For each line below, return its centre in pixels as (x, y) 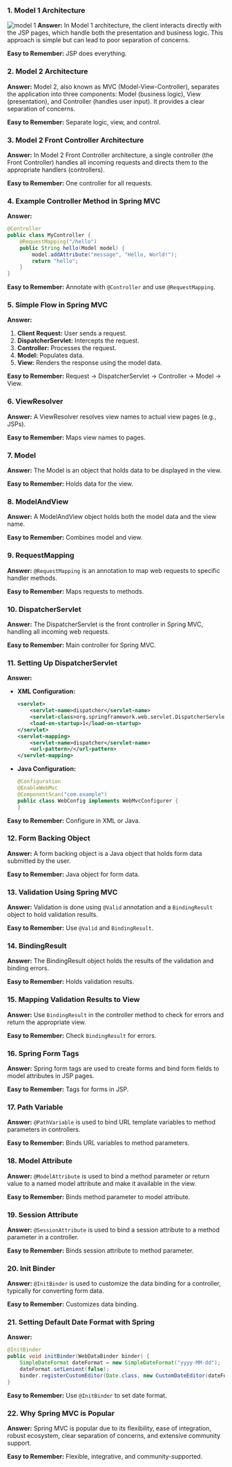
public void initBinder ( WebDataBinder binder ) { (78, 1356)
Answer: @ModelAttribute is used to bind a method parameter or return (108, 1176)
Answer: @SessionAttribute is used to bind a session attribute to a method (113, 1230)
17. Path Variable (35, 1107)
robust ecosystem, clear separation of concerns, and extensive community (114, 1436)
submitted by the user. (39, 861)
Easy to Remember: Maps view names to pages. (77, 437)
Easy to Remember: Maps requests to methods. (76, 591)
